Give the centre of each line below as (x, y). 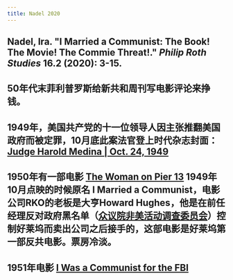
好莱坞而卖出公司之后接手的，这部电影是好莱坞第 (121, 229)
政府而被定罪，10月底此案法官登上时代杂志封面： (113, 140)
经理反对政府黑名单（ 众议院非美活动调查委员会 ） (112, 216)
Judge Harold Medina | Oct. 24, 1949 (88, 151)
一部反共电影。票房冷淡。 (62, 242)
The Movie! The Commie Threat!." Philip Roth (107, 53)
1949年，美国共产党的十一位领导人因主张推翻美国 (114, 127)
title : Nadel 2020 (34, 14)
